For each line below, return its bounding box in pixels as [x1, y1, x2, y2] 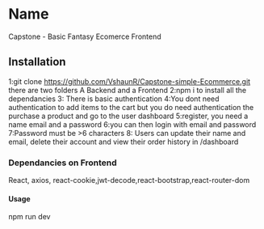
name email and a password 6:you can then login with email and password [8, 119, 257, 129]
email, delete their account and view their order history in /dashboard [8, 137, 239, 146]
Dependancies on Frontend [8, 157, 117, 168]
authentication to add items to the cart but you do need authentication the [8, 102, 254, 112]
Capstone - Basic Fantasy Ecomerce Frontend [8, 32, 161, 41]
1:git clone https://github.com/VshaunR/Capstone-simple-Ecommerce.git [8, 76, 251, 86]
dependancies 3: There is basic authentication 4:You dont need [8, 94, 220, 104]
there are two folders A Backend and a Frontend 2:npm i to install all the [8, 85, 247, 95]
